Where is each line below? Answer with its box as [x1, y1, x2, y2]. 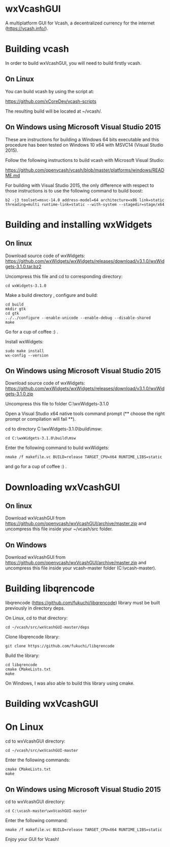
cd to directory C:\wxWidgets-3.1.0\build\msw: [5, 426, 103, 432]
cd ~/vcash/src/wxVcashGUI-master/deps [5, 625, 90, 630]
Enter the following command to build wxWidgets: [5, 445, 110, 451]
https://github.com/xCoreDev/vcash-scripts [5, 98, 96, 104]
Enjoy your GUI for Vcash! [5, 836, 59, 842]
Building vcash [5, 43, 70, 55]
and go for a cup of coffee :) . [5, 463, 67, 470]
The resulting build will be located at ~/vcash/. [5, 108, 103, 114]
